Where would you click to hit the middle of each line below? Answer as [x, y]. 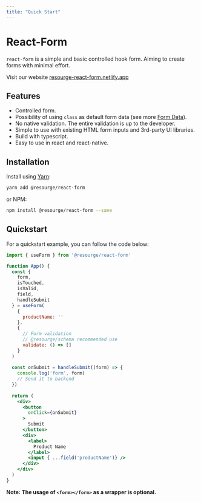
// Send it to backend [46, 379]
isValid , [28, 289]
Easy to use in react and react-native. [62, 143]
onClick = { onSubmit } [53, 413]
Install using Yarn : [28, 177]
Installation [28, 162]
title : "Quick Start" [34, 12]
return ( [23, 396]
